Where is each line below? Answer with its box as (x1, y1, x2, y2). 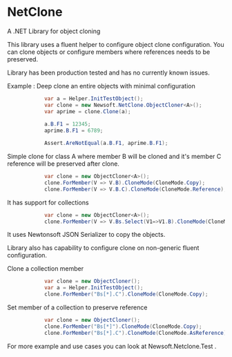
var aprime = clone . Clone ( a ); (43, 108, 131, 115)
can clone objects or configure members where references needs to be (7, 48, 211, 56)
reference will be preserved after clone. (7, 160, 119, 168)
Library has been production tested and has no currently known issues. (7, 68, 211, 77)
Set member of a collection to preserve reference (7, 303, 148, 311)
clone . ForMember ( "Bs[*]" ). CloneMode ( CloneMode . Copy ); (43, 322, 202, 330)
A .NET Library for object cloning (7, 27, 101, 35)
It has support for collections (7, 198, 89, 206)
